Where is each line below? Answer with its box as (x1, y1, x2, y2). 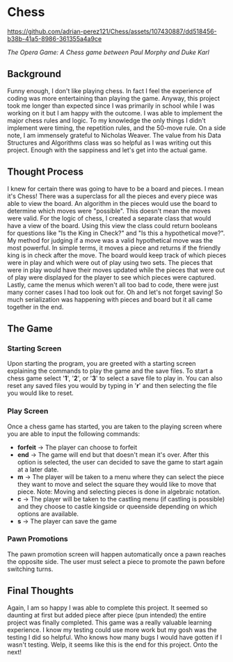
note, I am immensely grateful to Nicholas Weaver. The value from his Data (7, 131, 221, 139)
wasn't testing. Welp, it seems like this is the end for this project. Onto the (7, 640, 218, 649)
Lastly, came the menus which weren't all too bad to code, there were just (7, 280, 219, 289)
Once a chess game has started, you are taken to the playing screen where (7, 422, 223, 430)
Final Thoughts (7, 585, 74, 597)
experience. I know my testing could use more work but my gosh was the (7, 625, 217, 633)
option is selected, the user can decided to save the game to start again (17, 458, 223, 466)
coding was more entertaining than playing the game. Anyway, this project (7, 94, 220, 102)
